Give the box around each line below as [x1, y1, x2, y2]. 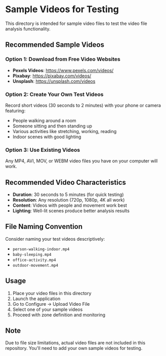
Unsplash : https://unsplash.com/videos [12, 78, 96, 84]
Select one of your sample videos [12, 306, 83, 312]
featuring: [5, 108, 26, 114]
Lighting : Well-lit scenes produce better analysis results [12, 208, 130, 214]
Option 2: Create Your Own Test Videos [5, 90, 104, 98]
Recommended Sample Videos [5, 41, 105, 49]
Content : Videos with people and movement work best [12, 202, 128, 209]
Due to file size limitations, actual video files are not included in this [5, 340, 146, 346]
